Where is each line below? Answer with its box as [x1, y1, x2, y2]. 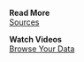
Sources [9, 17, 40, 27]
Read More [9, 8, 50, 18]
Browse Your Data [9, 43, 75, 54]
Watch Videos [9, 35, 62, 44]
